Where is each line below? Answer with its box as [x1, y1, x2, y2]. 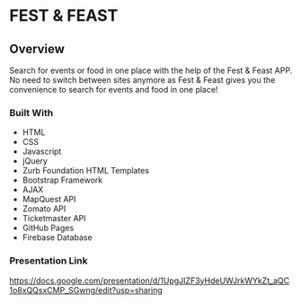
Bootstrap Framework [22, 174, 103, 185]
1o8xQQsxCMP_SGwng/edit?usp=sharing [9, 284, 164, 295]
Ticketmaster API [22, 213, 87, 224]
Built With [9, 106, 54, 119]
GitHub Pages [22, 222, 75, 234]
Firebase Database [22, 232, 93, 243]
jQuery [22, 156, 48, 166]
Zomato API [22, 203, 66, 214]
